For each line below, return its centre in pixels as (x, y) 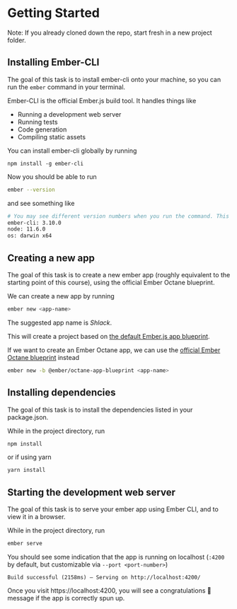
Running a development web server (69, 114)
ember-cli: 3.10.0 (34, 223)
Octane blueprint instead (44, 357)
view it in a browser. (36, 517)
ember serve (25, 544)
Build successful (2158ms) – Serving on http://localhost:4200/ (104, 577)
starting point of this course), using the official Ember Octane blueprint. (111, 282)
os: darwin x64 (30, 236)
